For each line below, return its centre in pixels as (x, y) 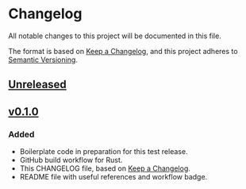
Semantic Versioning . (43, 60)
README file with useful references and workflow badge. (113, 177)
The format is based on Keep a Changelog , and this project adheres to (123, 51)
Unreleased (38, 85)
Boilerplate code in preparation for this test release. (104, 152)
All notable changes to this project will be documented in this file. (115, 36)
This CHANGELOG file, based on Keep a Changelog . (105, 168)
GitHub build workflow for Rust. (71, 160)
